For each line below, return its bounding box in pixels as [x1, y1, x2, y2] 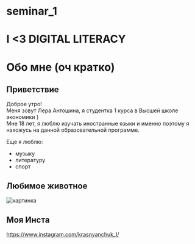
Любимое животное [6, 181, 88, 191]
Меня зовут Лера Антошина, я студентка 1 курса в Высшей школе [6, 107, 179, 114]
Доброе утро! [6, 101, 43, 108]
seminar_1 [6, 4, 57, 18]
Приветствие [6, 84, 59, 95]
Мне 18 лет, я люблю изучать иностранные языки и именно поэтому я [6, 120, 190, 127]
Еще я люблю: [6, 138, 43, 146]
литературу [15, 157, 46, 164]
